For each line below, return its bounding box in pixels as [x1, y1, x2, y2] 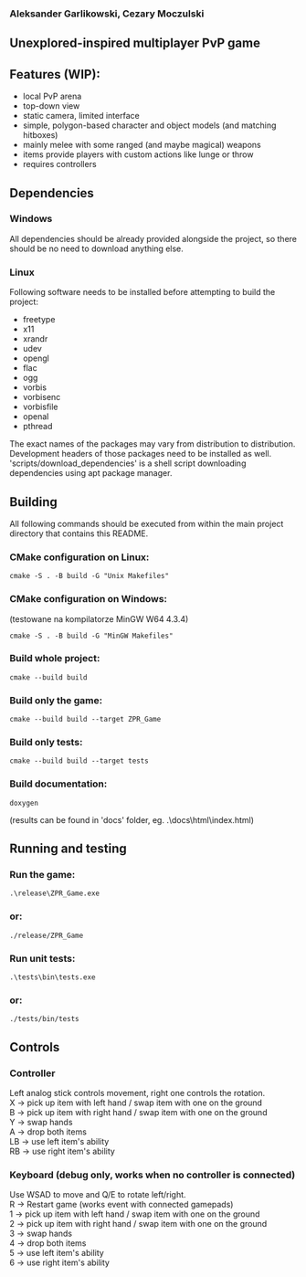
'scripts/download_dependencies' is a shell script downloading [9, 458, 247, 469]
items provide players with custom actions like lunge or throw [22, 149, 254, 160]
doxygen [9, 798, 39, 807]
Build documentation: [9, 777, 108, 790]
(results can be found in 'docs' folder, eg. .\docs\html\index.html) [9, 814, 254, 825]
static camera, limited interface [22, 111, 140, 121]
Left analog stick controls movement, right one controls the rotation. [9, 1087, 266, 1098]
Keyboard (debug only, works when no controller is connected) [9, 1168, 296, 1181]
